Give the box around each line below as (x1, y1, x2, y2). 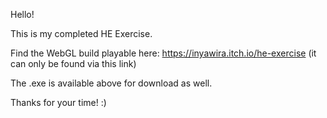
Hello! (10, 9, 35, 20)
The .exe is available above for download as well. (10, 77, 213, 89)
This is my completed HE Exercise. (10, 28, 153, 39)
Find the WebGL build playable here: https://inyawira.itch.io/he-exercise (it (10, 47, 317, 59)
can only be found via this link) (10, 58, 137, 69)
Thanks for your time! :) (10, 97, 107, 108)
